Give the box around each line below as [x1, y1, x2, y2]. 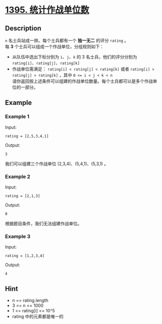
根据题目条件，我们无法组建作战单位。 [5, 221, 82, 226]
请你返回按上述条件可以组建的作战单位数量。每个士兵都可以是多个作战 [12, 78, 153, 84]
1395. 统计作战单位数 [5, 4, 90, 16]
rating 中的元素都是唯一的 [12, 314, 64, 320]
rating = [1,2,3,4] [5, 254, 45, 258]
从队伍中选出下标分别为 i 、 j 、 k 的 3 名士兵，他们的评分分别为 [12, 54, 137, 60]
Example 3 [5, 233, 31, 239]
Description [5, 24, 41, 32]
